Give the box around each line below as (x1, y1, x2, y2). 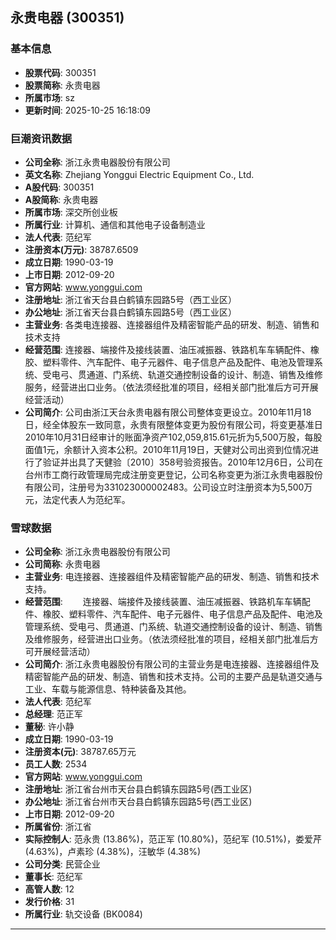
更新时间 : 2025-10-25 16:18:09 (24, 104, 152, 116)
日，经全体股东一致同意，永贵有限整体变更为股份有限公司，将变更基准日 (24, 418, 323, 430)
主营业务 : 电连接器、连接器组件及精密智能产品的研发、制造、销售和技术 (24, 571, 320, 583)
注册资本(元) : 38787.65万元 (24, 746, 137, 758)
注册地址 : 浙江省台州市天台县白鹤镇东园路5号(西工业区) (24, 783, 253, 795)
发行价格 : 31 (24, 896, 75, 908)
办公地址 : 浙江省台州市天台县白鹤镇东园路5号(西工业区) (24, 796, 253, 808)
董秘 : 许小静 (24, 721, 75, 733)
